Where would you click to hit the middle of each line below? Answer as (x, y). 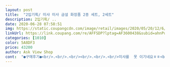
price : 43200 (19, 47)
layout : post (19, 10)
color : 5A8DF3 (20, 43)
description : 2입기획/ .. (31, 19)
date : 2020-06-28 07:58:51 (34, 24)
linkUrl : (14, 33)
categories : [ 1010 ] (26, 38)
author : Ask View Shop (29, 52)
